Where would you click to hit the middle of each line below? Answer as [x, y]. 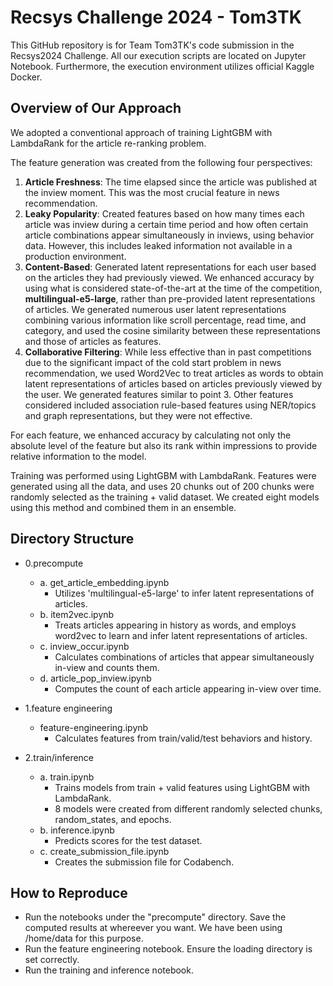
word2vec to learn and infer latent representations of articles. [181, 635]
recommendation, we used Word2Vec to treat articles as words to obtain [174, 373]
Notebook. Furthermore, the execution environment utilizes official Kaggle [162, 66]
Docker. [26, 77]
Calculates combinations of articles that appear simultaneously [184, 657]
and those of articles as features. [93, 341]
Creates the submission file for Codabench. [144, 862]
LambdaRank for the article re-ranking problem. [108, 143]
